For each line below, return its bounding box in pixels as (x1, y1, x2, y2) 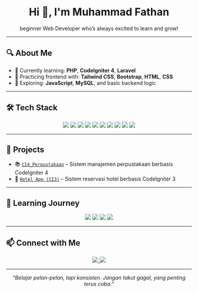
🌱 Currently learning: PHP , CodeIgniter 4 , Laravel (14, 67, 136, 74)
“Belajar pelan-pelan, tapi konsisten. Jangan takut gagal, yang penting (12, 274, 186, 281)
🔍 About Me (6, 48, 52, 58)
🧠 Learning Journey (6, 198, 80, 208)
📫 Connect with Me (6, 238, 81, 248)
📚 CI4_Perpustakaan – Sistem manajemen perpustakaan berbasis (14, 160, 173, 168)
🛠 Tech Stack (6, 103, 58, 113)
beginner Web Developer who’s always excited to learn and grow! (19, 25, 179, 32)
